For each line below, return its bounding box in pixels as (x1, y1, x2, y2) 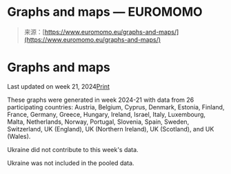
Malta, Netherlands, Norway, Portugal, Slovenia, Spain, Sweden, (7, 118, 190, 126)
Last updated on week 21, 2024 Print (7, 82, 110, 90)
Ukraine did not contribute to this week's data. (7, 145, 139, 153)
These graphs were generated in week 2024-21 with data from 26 (7, 96, 194, 104)
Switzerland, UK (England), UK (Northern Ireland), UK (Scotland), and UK (7, 124, 214, 133)
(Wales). (7, 132, 31, 140)
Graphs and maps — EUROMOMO (7, 4, 203, 20)
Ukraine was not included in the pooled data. (7, 159, 134, 167)
